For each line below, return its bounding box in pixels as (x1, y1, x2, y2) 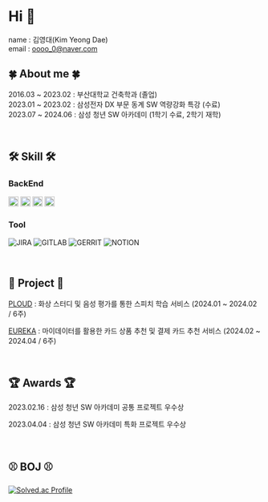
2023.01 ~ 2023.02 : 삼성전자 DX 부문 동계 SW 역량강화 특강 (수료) (8, 100, 221, 109)
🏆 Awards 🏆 (8, 376, 76, 390)
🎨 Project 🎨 (8, 276, 64, 290)
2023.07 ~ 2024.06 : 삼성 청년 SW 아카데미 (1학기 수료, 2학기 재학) (8, 109, 221, 119)
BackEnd (8, 178, 44, 190)
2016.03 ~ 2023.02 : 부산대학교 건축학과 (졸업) (8, 89, 158, 99)
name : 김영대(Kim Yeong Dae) (8, 35, 108, 44)
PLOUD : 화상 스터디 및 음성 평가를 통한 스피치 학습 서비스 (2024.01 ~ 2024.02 (8, 299, 258, 308)
